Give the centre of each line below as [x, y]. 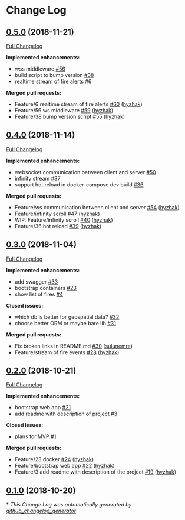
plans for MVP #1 [35, 436]
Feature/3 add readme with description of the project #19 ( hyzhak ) [95, 472]
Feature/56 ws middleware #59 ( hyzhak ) [64, 110]
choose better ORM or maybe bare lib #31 [65, 323]
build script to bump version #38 [54, 75]
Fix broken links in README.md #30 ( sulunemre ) [74, 346]
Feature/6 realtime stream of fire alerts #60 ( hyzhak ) [78, 104]
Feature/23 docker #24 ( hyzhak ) [54, 459]
